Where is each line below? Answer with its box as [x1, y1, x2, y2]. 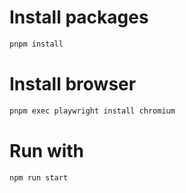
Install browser [9, 73, 137, 95]
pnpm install [9, 39, 64, 49]
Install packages [9, 6, 149, 29]
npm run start [9, 172, 69, 183]
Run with [9, 139, 85, 162]
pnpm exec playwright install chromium [9, 106, 176, 116]
